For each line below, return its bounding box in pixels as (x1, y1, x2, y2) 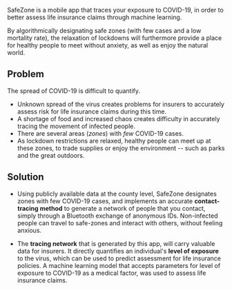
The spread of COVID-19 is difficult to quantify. (7, 86, 140, 95)
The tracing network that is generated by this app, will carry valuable (17, 239, 215, 247)
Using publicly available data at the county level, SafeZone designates (17, 189, 217, 198)
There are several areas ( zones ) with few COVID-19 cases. (17, 129, 184, 137)
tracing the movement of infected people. (17, 122, 136, 130)
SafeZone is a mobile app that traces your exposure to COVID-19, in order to (7, 6, 224, 14)
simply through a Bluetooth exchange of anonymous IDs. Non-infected (17, 211, 219, 220)
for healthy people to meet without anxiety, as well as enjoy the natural (7, 41, 209, 49)
